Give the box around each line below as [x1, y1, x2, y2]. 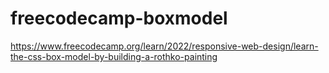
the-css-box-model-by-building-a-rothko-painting [10, 50, 218, 62]
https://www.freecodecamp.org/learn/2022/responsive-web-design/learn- [10, 40, 319, 52]
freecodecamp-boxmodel [10, 7, 228, 30]
